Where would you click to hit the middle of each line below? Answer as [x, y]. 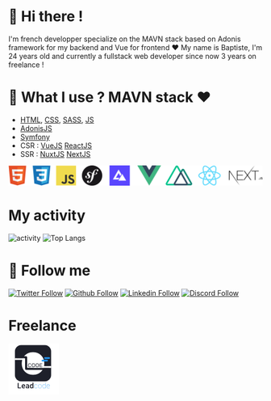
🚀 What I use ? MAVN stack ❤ [110, 97]
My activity [47, 215]
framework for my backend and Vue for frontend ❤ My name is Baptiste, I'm [135, 47]
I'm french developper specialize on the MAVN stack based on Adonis [125, 39]
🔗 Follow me [50, 270]
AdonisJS [36, 128]
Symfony [35, 137]
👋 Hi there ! [46, 17]
